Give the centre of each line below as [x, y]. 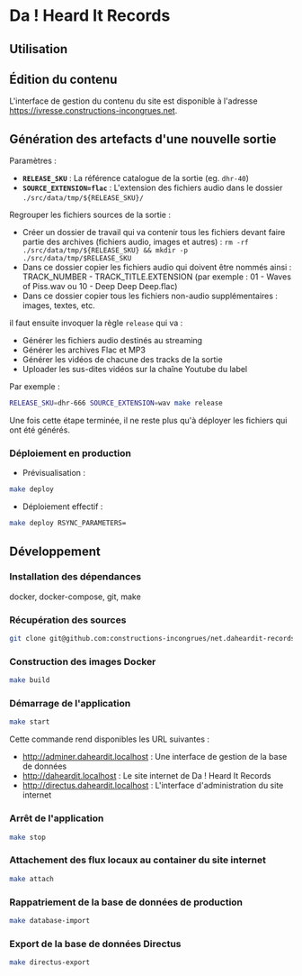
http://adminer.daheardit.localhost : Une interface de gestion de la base [155, 757]
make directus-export [50, 962]
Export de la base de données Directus [95, 944]
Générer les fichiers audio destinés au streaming [112, 341]
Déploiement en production [71, 453]
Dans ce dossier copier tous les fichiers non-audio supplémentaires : [150, 296]
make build [30, 680]
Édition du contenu [63, 79]
